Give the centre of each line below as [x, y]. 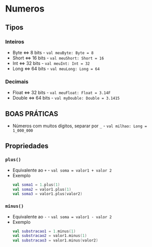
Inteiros [15, 42]
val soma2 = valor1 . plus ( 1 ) [42, 189]
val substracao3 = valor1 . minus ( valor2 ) [55, 240]
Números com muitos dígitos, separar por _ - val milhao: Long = [80, 126]
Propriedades [27, 146]
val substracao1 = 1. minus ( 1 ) [44, 231]
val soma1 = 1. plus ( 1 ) [36, 185]
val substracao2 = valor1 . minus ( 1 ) [50, 236]
